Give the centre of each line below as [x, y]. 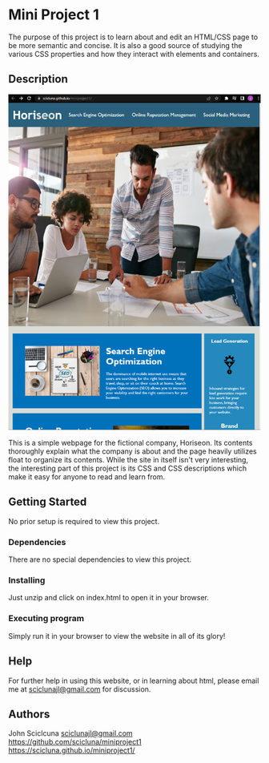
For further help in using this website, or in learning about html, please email [134, 680]
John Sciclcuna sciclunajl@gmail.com [71, 733]
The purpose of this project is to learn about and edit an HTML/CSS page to [133, 37]
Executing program [46, 619]
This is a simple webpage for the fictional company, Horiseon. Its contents [130, 443]
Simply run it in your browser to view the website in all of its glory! [117, 636]
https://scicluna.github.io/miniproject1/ [72, 750]
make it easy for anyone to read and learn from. [87, 477]
